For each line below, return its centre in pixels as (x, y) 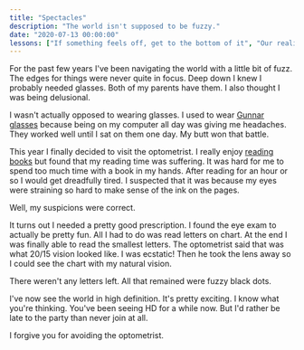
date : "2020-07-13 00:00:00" (64, 34)
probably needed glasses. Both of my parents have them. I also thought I (145, 88)
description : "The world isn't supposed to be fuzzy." (115, 26)
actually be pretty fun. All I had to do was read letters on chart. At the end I (148, 235)
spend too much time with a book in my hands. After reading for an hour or (148, 171)
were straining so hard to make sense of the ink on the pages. (124, 190)
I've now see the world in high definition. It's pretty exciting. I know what (144, 298)
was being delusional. (50, 98)
